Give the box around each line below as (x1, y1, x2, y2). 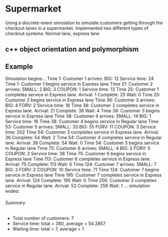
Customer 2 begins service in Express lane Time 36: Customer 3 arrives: (5, 97, 156, 103)
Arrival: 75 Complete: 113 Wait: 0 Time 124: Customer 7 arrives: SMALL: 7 (5, 161, 157, 167)
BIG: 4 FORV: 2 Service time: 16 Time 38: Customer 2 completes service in (5, 102, 159, 108)
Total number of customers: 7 (12, 215, 74, 221)
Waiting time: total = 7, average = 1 (12, 226, 84, 232)
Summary (5, 200, 26, 206)
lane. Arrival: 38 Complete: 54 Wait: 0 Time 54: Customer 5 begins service (5, 140, 159, 146)
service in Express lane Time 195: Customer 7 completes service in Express (5, 172, 162, 178)
